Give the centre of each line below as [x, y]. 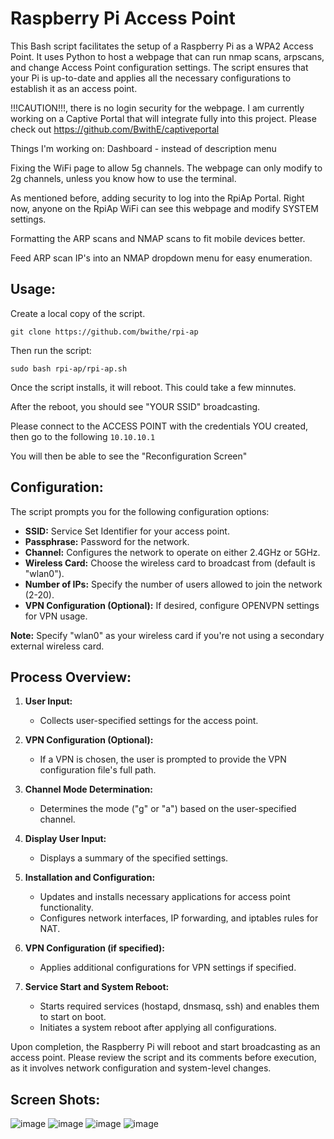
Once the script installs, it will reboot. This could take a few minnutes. [153, 387]
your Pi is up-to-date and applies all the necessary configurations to [151, 78]
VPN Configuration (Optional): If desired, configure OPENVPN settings [172, 605]
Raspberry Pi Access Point [123, 18]
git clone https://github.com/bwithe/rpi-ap [104, 332]
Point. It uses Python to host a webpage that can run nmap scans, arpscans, [167, 56]
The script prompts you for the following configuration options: [140, 511]
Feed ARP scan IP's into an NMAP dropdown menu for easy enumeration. [161, 258]
